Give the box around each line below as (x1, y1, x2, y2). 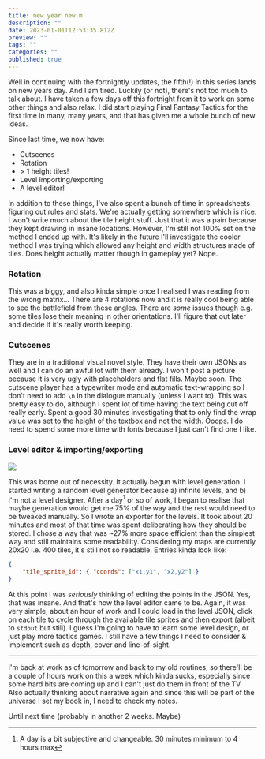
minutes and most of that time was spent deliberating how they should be (8, 520, 247, 529)
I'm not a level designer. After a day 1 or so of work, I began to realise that (8, 494, 245, 505)
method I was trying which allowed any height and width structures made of (8, 240, 255, 249)
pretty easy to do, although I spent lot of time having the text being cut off (8, 399, 248, 409)
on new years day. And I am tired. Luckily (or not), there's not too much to (8, 85, 248, 95)
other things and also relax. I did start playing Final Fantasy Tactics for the (8, 102, 248, 111)
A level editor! (19, 183, 65, 193)
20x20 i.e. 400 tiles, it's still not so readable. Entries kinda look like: (8, 545, 227, 555)
